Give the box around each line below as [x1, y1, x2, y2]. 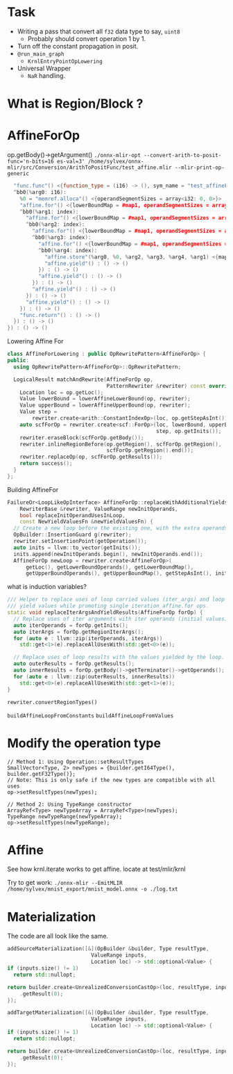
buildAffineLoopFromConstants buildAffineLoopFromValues [7, 712, 174, 719]
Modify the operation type [7, 735, 162, 751]
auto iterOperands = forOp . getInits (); [13, 621, 129, 629]
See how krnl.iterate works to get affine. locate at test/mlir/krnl [7, 865, 186, 873]
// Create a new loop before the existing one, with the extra [13, 525, 200, 532]
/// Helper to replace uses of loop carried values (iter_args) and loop [7, 596, 225, 603]
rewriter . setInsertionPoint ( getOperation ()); [13, 538, 148, 545]
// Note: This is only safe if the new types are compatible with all [7, 776, 216, 783]
